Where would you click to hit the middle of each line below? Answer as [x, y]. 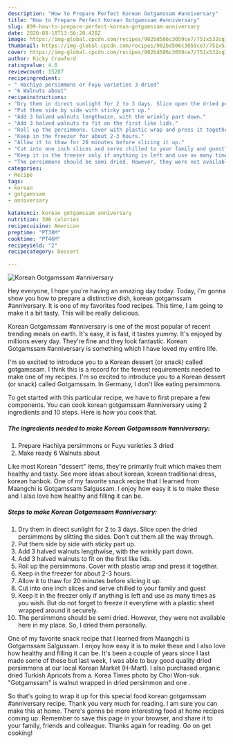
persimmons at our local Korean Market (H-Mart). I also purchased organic [114, 668]
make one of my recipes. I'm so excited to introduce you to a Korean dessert [116, 377]
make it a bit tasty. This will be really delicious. [74, 313]
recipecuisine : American [44, 226]
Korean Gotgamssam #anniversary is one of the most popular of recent [109, 327]
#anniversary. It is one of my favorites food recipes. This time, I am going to [115, 306]
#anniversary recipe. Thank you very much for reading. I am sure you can [113, 704]
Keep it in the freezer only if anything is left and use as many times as [117, 596]
